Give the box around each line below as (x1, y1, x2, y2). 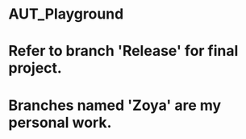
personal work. (8, 113, 112, 132)
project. (8, 59, 62, 78)
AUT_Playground (8, 5, 124, 23)
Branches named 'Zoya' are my (8, 96, 222, 114)
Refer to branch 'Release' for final (8, 42, 239, 61)
